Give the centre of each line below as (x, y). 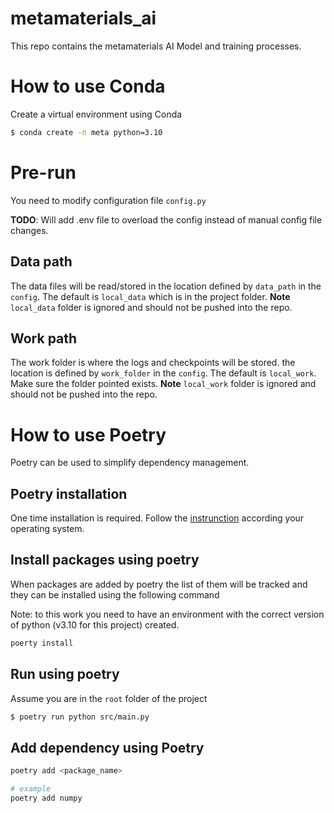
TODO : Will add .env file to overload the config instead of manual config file (166, 219)
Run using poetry (65, 674)
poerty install (42, 643)
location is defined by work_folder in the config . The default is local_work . (163, 373)
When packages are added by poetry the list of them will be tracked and (159, 584)
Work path (44, 338)
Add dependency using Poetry (107, 747)
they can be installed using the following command (115, 594)
